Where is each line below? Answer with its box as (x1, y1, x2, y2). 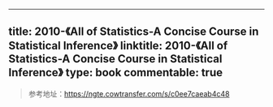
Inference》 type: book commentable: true (8, 66, 223, 79)
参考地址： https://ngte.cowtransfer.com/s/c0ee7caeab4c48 (28, 88, 230, 98)
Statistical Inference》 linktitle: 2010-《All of (8, 39, 228, 53)
